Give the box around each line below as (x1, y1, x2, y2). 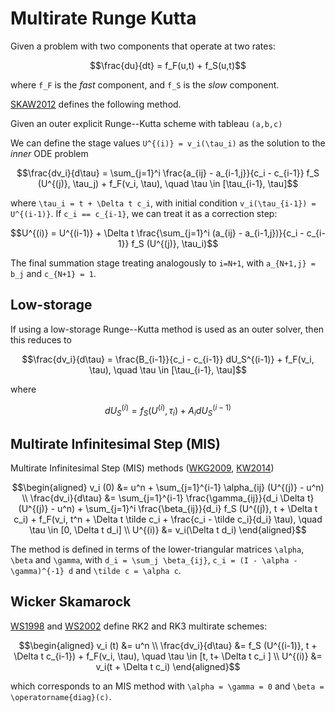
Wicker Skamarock (10, 593, 132, 611)
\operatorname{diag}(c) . (10, 690, 112, 702)
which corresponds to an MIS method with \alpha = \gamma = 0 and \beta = (10, 680, 325, 692)
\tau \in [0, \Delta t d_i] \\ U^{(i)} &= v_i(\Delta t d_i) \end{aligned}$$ (29, 524, 307, 536)
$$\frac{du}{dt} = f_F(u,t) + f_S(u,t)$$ (89, 59, 247, 71)
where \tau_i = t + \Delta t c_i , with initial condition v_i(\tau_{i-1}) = (10, 197, 317, 209)
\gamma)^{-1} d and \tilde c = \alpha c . (10, 565, 182, 577)
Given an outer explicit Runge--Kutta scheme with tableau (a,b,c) (10, 117, 283, 129)
